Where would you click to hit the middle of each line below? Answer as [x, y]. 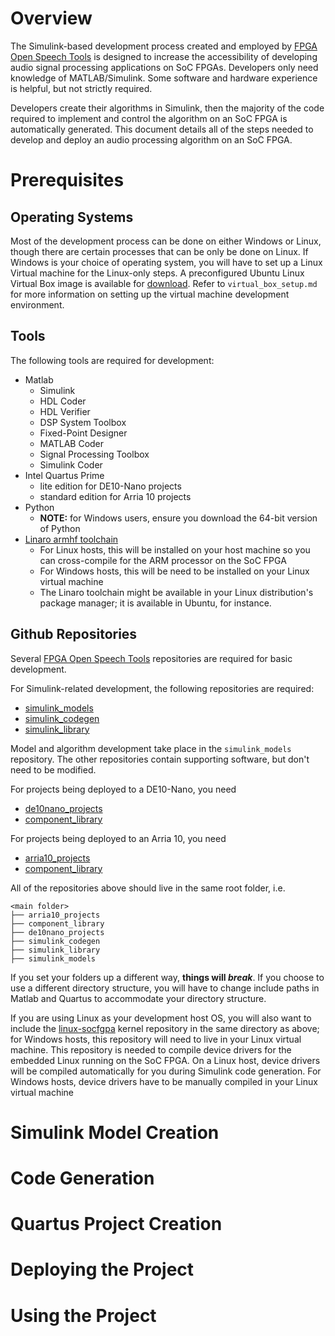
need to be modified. [53, 769]
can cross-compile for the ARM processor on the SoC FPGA [163, 560]
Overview [51, 18]
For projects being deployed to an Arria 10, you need [118, 838]
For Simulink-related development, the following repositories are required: [162, 688]
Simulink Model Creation [115, 1132]
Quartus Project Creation [116, 1224]
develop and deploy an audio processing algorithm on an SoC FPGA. [151, 139]
